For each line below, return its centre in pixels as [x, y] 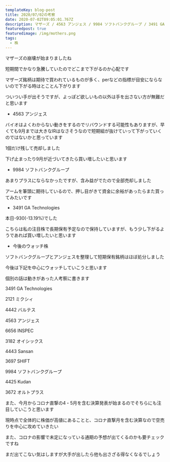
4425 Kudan [18, 381]
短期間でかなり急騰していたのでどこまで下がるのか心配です [67, 68]
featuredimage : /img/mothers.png [40, 33]
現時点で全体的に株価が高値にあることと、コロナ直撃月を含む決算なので [80, 420]
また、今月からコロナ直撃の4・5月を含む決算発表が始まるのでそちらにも [81, 403]
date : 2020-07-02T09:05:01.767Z [39, 19]
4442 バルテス [20, 309]
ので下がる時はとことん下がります [45, 86]
